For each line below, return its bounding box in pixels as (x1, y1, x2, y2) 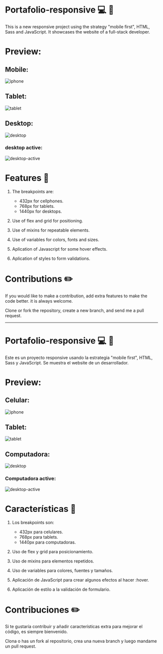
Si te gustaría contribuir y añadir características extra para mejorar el (5, 624, 143, 630)
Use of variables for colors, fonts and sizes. (12, 236, 99, 242)
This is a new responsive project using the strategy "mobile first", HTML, (5, 23, 150, 30)
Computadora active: (5, 475, 56, 482)
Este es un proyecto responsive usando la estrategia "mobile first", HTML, (5, 354, 153, 361)
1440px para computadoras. (19, 539, 76, 545)
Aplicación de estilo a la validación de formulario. (12, 586, 111, 592)
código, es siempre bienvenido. (5, 629, 68, 635)
